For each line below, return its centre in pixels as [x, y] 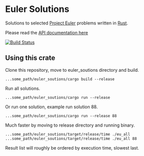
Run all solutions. [23, 88]
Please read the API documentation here [47, 32]
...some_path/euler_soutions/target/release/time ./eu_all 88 [71, 139]
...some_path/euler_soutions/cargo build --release [60, 79]
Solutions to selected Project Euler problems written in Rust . [67, 23]
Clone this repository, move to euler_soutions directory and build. [72, 70]
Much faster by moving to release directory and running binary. [70, 125]
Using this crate [30, 58]
